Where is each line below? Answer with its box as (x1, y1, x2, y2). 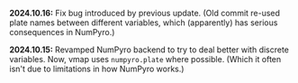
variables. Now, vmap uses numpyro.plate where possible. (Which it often (9, 54, 282, 64)
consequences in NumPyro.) (9, 27, 115, 37)
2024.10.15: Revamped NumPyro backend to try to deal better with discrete (9, 44, 290, 55)
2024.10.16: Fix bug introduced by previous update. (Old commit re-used (9, 8, 281, 18)
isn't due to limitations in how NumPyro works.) (9, 63, 185, 74)
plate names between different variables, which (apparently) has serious (9, 17, 278, 28)
